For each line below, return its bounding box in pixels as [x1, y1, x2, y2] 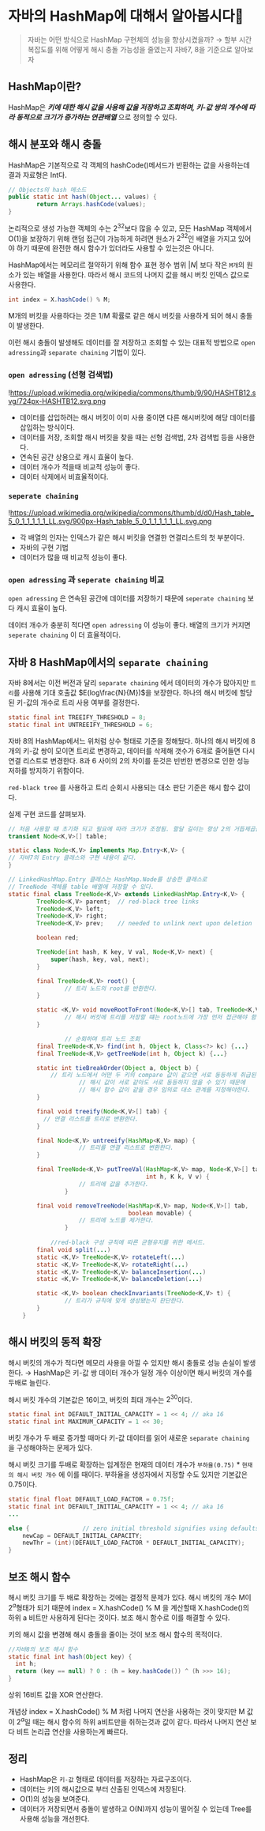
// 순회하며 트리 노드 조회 [64, 1034, 140, 1043]
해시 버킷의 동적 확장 [8, 1336, 102, 1349]
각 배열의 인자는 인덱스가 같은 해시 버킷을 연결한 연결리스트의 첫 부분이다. [19, 533, 245, 542]
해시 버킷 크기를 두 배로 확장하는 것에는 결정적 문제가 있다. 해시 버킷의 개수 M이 [8, 1592, 252, 1602]
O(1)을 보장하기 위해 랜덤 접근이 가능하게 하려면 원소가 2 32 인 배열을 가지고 [8, 232, 237, 243]
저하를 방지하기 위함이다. [8, 766, 84, 775]
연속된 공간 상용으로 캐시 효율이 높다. [19, 452, 134, 462]
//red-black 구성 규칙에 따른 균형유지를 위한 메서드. [50, 1238, 207, 1247]
